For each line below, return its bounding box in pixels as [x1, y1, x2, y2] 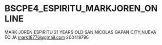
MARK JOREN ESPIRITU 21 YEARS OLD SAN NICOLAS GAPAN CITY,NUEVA [4, 29, 157, 35]
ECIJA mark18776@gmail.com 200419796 [4, 34, 89, 40]
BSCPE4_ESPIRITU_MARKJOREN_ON [4, 3, 158, 14]
